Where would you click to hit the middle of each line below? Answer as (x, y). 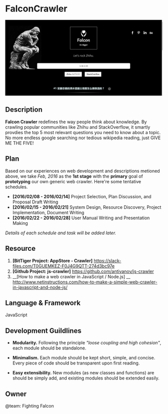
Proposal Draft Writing (35, 202)
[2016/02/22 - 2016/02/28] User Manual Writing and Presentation (81, 218)
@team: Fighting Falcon (29, 405)
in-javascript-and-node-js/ (40, 287)
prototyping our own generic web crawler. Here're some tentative (73, 181)
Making (20, 223)
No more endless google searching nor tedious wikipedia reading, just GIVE (83, 138)
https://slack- (107, 260)
